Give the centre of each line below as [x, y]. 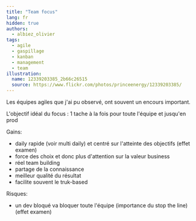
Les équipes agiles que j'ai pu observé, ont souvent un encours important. [99, 102]
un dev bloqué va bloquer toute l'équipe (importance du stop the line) [101, 205]
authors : [17, 29]
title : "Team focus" [32, 12]
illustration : [24, 74]
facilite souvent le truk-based [51, 182]
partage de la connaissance [49, 169]
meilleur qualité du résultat [48, 175]
